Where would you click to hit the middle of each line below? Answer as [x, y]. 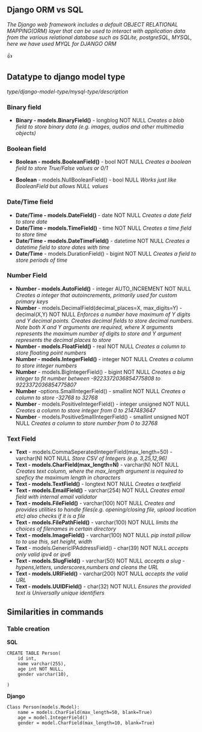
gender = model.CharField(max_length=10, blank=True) [86, 723]
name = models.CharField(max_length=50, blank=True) [85, 712]
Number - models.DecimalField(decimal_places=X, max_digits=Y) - [99, 308]
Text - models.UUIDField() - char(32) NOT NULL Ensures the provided [103, 587]
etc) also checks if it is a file [50, 516]
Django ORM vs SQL [45, 10]
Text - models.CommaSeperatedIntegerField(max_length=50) [92, 452]
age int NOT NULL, [41, 669]
